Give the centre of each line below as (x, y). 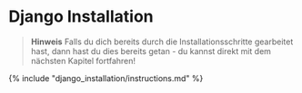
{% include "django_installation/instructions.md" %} (106, 78)
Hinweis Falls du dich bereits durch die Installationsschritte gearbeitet (162, 42)
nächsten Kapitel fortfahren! (83, 60)
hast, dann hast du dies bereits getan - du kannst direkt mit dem (151, 51)
